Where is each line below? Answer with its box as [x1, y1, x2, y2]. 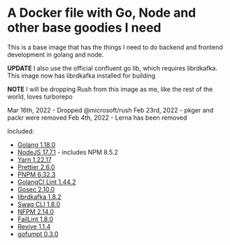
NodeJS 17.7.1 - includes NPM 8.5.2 [17, 148, 119, 156]
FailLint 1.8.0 [17, 215, 54, 223]
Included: [7, 127, 35, 135]
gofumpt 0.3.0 [17, 230, 59, 238]
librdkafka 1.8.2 [17, 192, 62, 201]
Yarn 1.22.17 [17, 155, 52, 164]
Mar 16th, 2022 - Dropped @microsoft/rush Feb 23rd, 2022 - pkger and [7, 106, 214, 114]
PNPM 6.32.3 [17, 170, 56, 178]
